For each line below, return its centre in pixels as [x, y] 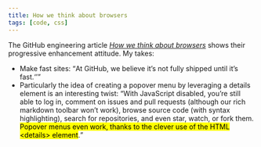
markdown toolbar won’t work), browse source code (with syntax [125, 109]
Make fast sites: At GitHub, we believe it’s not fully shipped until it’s [129, 68]
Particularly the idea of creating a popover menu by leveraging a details [135, 85]
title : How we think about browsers [68, 15]
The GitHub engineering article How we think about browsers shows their [127, 45]
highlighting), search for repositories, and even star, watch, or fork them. [137, 118]
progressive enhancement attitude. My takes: [81, 53]
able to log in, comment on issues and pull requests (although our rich [132, 102]
